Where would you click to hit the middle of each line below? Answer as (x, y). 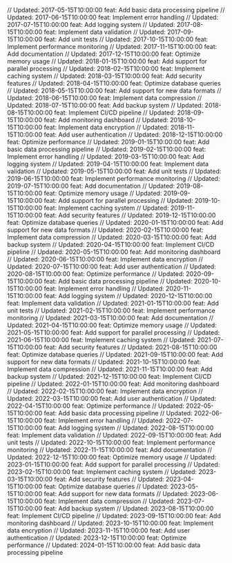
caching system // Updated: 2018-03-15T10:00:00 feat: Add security (105, 76)
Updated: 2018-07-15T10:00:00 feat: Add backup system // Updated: (105, 105)
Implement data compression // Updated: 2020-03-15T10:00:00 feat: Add (112, 237)
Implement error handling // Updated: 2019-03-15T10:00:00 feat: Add (106, 157)
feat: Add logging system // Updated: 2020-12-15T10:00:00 (128, 296)
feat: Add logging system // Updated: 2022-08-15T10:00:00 (129, 428)
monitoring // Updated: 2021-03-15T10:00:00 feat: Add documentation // (110, 318)
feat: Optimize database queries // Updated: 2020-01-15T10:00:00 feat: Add (115, 223)
